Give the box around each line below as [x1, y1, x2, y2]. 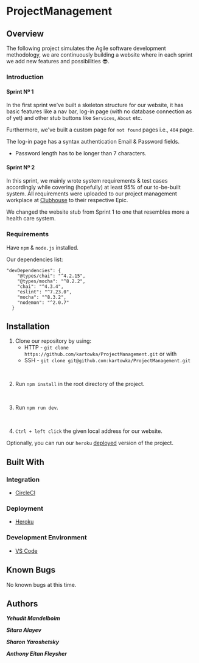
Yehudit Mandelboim [6, 615, 60, 622]
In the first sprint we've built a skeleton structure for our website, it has [6, 102, 184, 109]
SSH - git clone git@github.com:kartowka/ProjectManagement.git [24, 357, 191, 364]
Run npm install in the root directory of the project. [15, 381, 145, 388]
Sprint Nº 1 [6, 88, 34, 95]
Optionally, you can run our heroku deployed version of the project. [6, 440, 173, 447]
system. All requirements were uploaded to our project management [6, 190, 178, 197]
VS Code [15, 547, 38, 555]
